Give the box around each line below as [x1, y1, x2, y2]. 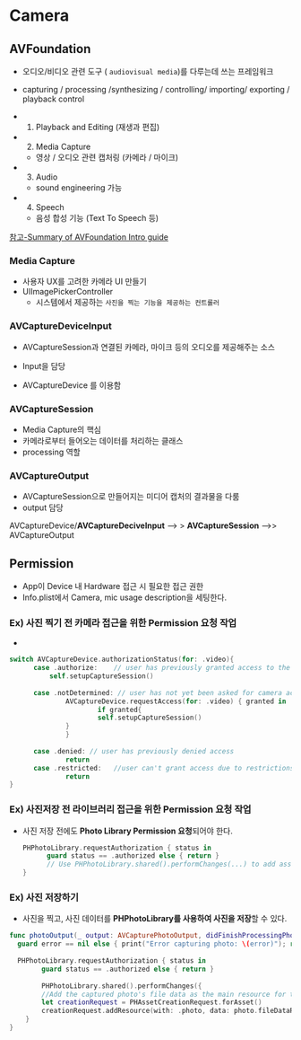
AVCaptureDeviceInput [9, 320, 112, 332]
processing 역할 [21, 446, 81, 457]
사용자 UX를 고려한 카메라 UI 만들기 [21, 276, 148, 287]
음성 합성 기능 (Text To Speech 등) [35, 213, 159, 223]
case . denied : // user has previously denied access [32, 746, 235, 755]
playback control [21, 93, 85, 104]
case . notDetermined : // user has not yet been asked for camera [32, 688, 282, 697]
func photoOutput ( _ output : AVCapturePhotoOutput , [9, 931, 202, 940]
